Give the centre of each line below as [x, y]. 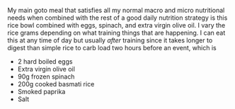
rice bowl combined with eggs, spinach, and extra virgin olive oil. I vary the [116, 25]
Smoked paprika [41, 92]
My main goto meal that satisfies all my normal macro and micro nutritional [116, 10]
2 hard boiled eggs [45, 62]
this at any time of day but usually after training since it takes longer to [110, 40]
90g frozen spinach [46, 76]
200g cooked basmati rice [56, 84]
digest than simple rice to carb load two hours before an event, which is [112, 48]
